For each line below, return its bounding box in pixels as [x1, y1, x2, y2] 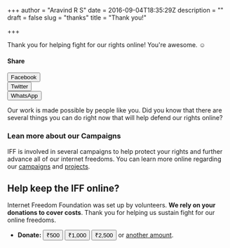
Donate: [17, 231, 42, 240]
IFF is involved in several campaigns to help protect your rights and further [7, 147, 223, 155]
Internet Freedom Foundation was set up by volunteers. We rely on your [7, 201, 216, 209]
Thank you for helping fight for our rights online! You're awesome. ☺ [7, 41, 205, 48]
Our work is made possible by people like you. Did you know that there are [7, 106, 222, 115]
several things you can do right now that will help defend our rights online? [7, 114, 223, 122]
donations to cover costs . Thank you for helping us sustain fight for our [7, 209, 215, 217]
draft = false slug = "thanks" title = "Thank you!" [7, 13, 147, 22]
